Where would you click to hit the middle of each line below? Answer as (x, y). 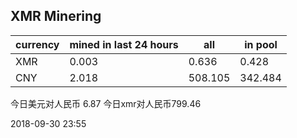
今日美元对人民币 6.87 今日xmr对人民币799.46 (106, 103)
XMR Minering (56, 16)
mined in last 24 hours (124, 44)
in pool (261, 44)
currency (37, 44)
